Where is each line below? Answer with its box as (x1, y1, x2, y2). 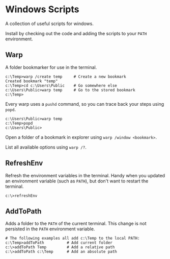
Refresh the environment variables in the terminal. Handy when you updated (5, 172, 165, 178)
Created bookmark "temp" (5, 78, 58, 84)
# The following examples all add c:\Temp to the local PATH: (5, 236, 140, 241)
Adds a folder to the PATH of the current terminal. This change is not (5, 221, 147, 227)
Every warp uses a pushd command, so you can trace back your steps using (5, 101, 164, 107)
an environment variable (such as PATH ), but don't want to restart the (5, 178, 149, 184)
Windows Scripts (5, 4, 79, 15)
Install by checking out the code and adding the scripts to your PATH (5, 30, 147, 36)
